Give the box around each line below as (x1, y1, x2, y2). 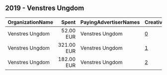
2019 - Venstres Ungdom (5, 4, 84, 12)
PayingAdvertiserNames (80, 18, 140, 25)
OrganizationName (7, 18, 54, 25)
